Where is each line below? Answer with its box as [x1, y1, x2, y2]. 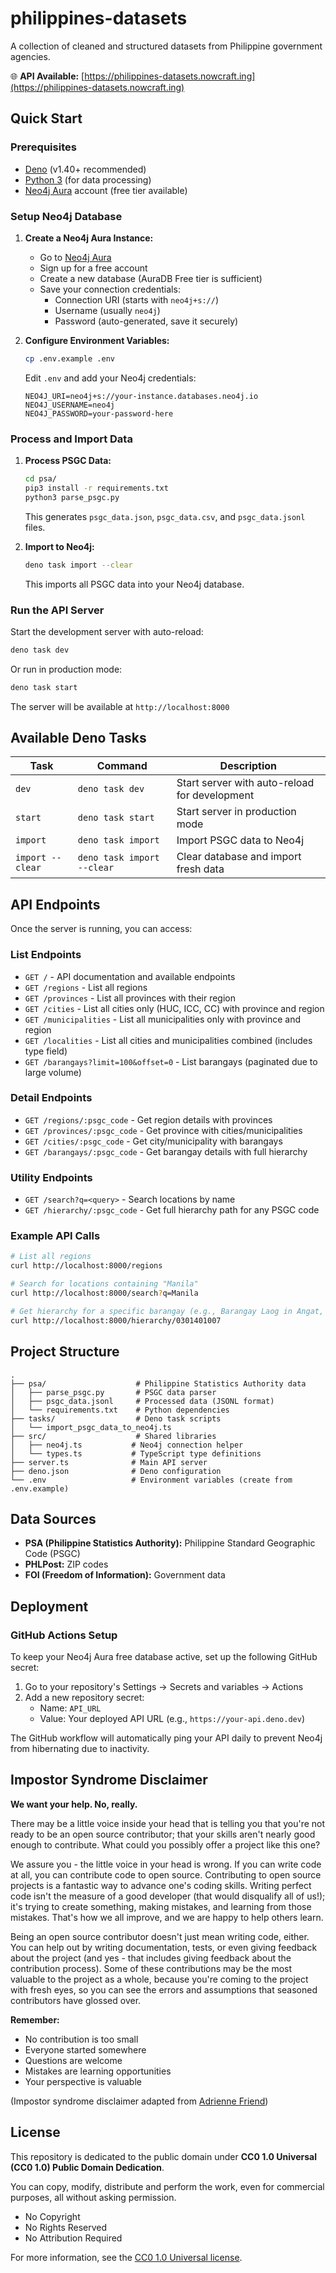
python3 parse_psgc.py [24, 492, 120, 502]
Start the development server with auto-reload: [10, 625, 204, 637]
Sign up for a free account [39, 262, 148, 274]
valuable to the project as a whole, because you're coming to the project [10, 1973, 309, 1985]
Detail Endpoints [10, 1091, 93, 1105]
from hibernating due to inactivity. [10, 1743, 150, 1755]
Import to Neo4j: [24, 540, 95, 552]
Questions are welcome [24, 2054, 123, 2066]
